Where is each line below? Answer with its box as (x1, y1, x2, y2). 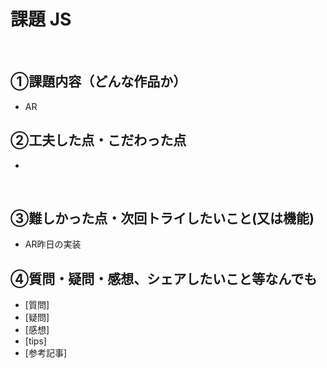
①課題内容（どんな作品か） (10, 73, 187, 90)
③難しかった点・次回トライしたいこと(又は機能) (10, 210, 315, 227)
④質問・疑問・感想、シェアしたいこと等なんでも (10, 270, 318, 287)
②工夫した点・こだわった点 (10, 132, 187, 149)
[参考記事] (24, 347, 68, 359)
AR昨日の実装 (24, 238, 82, 250)
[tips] (24, 335, 47, 347)
